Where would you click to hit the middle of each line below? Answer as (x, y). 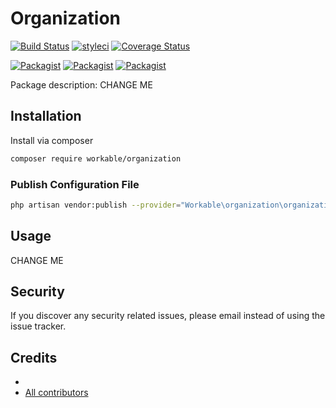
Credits (34, 357)
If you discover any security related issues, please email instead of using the (168, 316)
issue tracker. (38, 326)
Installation (46, 116)
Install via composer (52, 140)
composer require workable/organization (96, 158)
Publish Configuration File (75, 184)
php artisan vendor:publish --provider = (96, 205)
